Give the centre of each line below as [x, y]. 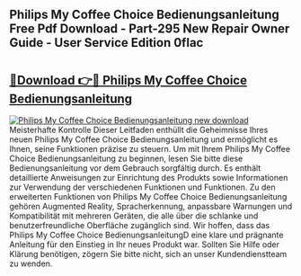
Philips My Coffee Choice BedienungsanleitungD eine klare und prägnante [146, 235]
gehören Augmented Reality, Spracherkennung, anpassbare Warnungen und [151, 206]
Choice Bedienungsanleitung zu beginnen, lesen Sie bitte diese [126, 158]
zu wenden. [31, 263]
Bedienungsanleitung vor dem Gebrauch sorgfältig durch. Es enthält [135, 168]
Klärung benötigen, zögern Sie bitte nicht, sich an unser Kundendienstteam [148, 254]
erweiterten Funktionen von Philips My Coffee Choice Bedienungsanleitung [148, 196]
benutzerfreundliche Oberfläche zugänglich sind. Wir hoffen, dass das [140, 225]
